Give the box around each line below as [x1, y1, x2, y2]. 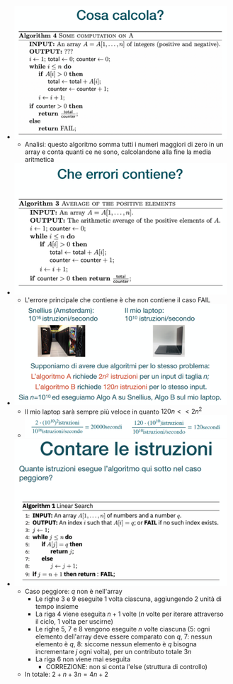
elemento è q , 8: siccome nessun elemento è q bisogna [35, 639, 197, 648]
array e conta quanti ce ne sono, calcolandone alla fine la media [24, 148, 212, 156]
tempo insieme [35, 602, 79, 610]
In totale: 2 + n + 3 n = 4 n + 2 [24, 670, 108, 678]
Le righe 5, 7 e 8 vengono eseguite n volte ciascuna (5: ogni [35, 624, 210, 633]
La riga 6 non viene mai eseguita [35, 655, 131, 663]
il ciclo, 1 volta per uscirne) [35, 617, 113, 626]
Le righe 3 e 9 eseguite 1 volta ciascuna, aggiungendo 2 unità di [35, 595, 222, 603]
